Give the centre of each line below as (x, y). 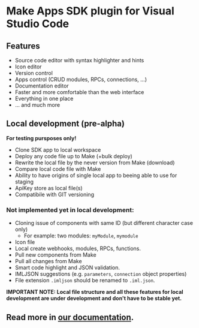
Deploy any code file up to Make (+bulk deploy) (74, 156)
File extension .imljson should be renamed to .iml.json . (85, 281)
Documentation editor (42, 86)
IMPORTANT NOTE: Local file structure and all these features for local (95, 292)
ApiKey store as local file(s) (49, 188)
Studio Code (38, 24)
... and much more (37, 105)
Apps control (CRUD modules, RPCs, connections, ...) (81, 79)
